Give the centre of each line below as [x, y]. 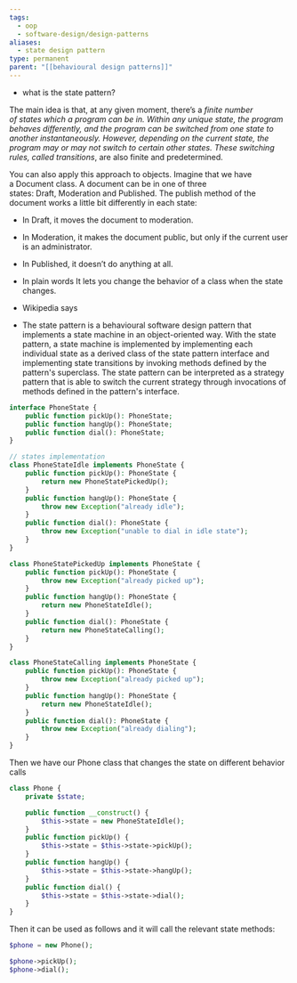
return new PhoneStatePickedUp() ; [105, 482]
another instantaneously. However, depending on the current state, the [139, 138]
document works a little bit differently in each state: [103, 202]
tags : [19, 17]
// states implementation [57, 457]
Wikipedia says [50, 307]
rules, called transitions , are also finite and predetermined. [116, 157]
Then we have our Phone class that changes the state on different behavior [147, 763]
